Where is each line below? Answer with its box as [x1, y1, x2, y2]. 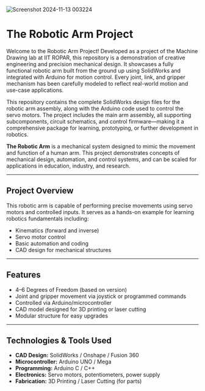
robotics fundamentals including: [6, 215, 89, 222]
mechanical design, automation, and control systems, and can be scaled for [6, 155, 197, 163]
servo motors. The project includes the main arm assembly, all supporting [6, 111, 192, 119]
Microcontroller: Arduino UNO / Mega [15, 358, 112, 365]
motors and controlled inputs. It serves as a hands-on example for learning [6, 208, 194, 215]
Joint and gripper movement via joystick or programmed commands [15, 292, 187, 300]
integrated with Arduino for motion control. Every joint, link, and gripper [6, 73, 185, 81]
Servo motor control [15, 233, 66, 240]
